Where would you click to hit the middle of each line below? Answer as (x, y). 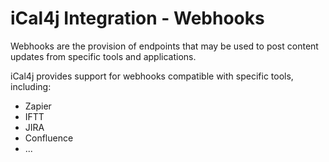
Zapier (38, 106)
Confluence (49, 138)
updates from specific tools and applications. (103, 56)
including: (31, 86)
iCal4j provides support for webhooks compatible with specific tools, (152, 76)
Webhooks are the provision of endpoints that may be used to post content (164, 46)
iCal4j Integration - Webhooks (137, 18)
